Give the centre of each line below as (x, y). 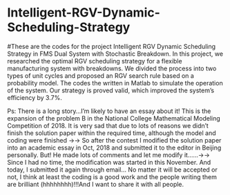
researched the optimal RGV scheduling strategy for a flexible (95, 61)
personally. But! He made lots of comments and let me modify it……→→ (109, 155)
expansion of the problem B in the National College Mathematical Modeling (114, 118)
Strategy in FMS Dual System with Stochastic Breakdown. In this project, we (115, 54)
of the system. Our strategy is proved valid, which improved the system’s (111, 90)
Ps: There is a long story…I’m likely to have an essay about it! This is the (109, 111)
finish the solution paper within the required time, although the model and (112, 133)
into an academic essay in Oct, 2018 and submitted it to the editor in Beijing (114, 147)
